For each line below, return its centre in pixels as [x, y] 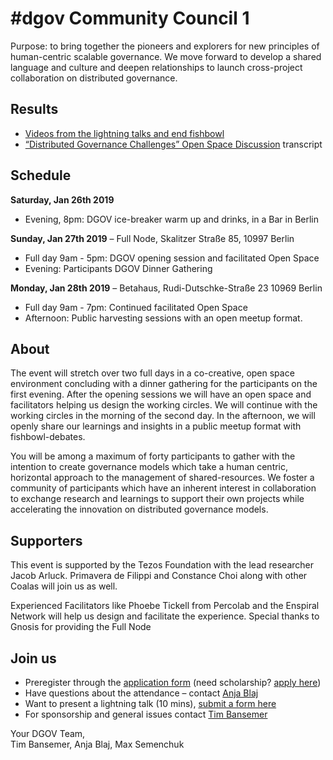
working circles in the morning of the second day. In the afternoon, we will [163, 416]
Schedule [41, 175]
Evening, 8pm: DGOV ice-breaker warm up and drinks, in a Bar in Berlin [172, 219]
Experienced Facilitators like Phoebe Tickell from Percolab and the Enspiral [165, 606]
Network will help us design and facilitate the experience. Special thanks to [165, 616]
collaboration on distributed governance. [94, 78]
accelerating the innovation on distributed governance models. [139, 509]
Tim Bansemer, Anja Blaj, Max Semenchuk [97, 744]
